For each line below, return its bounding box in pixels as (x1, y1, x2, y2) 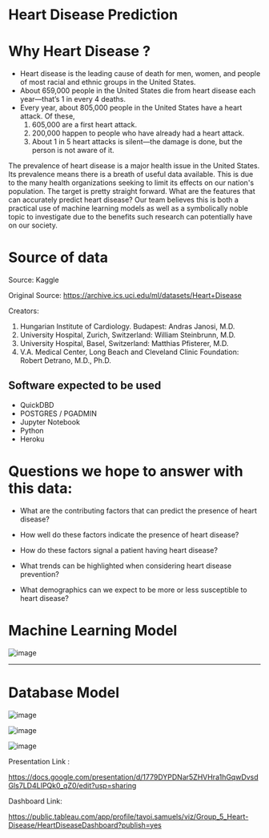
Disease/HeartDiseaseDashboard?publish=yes (8, 820, 162, 830)
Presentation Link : (8, 756, 70, 766)
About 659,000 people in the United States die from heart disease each (19, 86, 256, 95)
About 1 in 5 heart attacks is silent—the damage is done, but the (31, 137, 243, 147)
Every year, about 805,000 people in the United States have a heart (19, 103, 243, 113)
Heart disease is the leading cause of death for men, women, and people (19, 69, 261, 79)
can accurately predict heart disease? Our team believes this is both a (8, 195, 239, 205)
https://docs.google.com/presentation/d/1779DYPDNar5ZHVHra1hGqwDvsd (8, 772, 259, 782)
